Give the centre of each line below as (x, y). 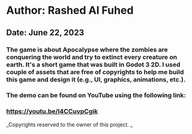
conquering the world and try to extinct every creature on (92, 57)
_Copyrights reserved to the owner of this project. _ (70, 124)
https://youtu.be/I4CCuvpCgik (52, 111)
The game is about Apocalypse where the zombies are (87, 50)
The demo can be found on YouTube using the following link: (96, 95)
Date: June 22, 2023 (45, 33)
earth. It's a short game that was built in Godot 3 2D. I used (93, 65)
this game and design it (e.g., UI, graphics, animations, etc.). (96, 80)
